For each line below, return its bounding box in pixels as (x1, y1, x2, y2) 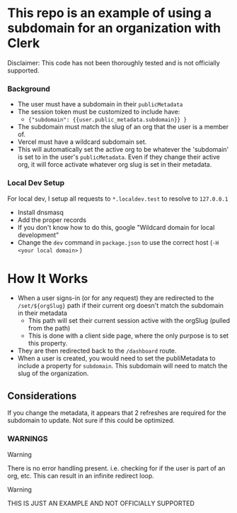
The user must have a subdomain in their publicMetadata (17, 100, 183, 109)
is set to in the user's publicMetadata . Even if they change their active (17, 153, 221, 161)
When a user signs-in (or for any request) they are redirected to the (17, 294, 214, 302)
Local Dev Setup (7, 178, 65, 188)
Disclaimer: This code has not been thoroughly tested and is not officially (7, 58, 221, 67)
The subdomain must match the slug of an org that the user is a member (17, 123, 229, 131)
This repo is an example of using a (7, 5, 212, 21)
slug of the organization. (17, 369, 89, 377)
